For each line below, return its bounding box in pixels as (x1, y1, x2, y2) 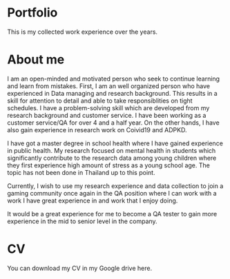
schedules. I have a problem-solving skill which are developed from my (7, 103, 210, 112)
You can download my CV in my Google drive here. (7, 264, 153, 272)
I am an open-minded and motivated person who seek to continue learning (7, 74, 220, 83)
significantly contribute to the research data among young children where (7, 154, 217, 162)
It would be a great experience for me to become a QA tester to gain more (7, 209, 218, 218)
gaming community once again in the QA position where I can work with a (7, 189, 217, 197)
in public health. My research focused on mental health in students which (7, 146, 216, 154)
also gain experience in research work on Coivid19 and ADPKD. (7, 125, 187, 134)
